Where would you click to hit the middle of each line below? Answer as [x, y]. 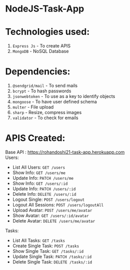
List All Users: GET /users [39, 167]
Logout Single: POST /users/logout [48, 199]
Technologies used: [47, 32]
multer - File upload [33, 107]
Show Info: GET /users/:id [40, 183]
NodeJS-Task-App [45, 9]
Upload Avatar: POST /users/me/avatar [52, 210]
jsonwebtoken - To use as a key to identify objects [64, 96]
